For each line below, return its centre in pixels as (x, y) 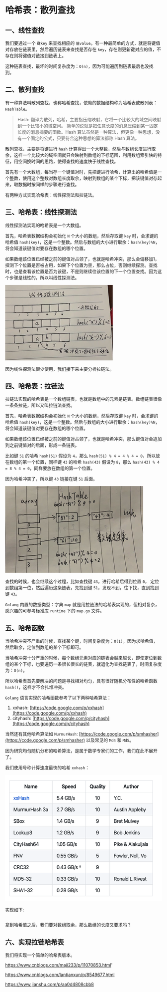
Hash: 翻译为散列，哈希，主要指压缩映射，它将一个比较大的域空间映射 (89, 119)
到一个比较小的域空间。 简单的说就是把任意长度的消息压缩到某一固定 (87, 126)
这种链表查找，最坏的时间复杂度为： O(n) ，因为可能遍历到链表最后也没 (77, 66)
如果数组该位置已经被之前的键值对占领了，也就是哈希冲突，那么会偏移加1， (82, 259)
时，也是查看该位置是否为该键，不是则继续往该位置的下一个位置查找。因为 (81, 271)
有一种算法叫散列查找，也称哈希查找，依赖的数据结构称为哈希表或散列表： (81, 102)
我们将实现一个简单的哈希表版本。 (40, 955)
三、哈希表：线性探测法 (41, 212)
